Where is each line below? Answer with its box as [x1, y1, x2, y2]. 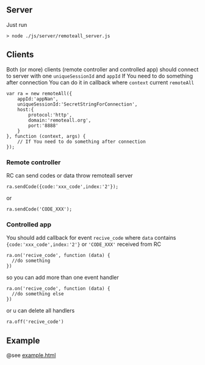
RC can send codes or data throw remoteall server [6, 172, 133, 179]
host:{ [17, 106, 34, 112]
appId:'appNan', [17, 96, 59, 102]
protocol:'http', [28, 112, 72, 118]
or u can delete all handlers [6, 307, 75, 314]
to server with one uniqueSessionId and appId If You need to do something [6, 72, 193, 79]
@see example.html [6, 352, 56, 359]
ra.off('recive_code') [6, 319, 64, 325]
